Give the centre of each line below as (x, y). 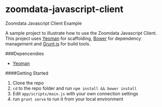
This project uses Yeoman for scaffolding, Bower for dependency (73, 38)
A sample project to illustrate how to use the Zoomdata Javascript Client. (81, 33)
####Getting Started (27, 73)
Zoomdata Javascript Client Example (44, 23)
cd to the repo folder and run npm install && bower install (75, 88)
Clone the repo (28, 83)
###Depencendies (25, 54)
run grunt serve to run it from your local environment (68, 99)
